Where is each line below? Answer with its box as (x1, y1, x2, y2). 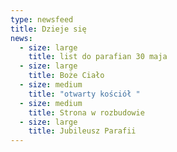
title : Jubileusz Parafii (28, 126, 137, 136)
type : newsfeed (10, 14, 74, 25)
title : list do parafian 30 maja (28, 52, 168, 62)
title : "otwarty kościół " (28, 89, 141, 99)
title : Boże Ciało (28, 71, 105, 81)
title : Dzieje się (10, 24, 87, 34)
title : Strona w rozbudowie (28, 107, 145, 118)
